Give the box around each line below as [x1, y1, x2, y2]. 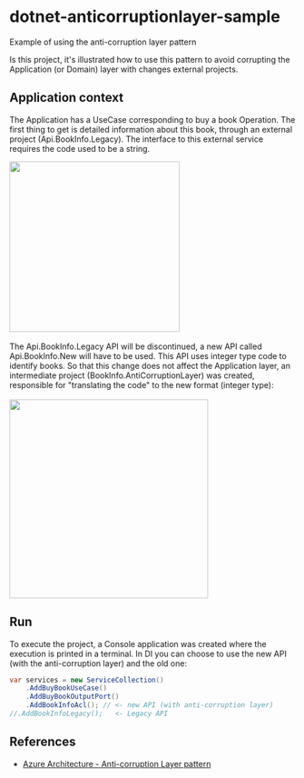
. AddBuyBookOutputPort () [25, 693, 120, 702]
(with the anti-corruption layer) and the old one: [9, 657, 188, 669]
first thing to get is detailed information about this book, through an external [9, 124, 293, 135]
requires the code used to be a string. [9, 143, 151, 154]
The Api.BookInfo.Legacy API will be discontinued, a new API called [9, 341, 262, 352]
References [9, 734, 76, 750]
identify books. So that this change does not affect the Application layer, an [9, 360, 290, 371]
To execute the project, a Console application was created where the [9, 638, 267, 649]
